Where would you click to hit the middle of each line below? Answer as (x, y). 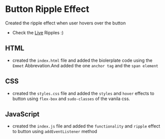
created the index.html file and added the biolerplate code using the (82, 60)
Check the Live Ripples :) (38, 32)
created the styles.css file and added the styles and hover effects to (83, 93)
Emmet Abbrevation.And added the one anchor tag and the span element (85, 65)
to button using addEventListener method (55, 132)
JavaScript (22, 114)
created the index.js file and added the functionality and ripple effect (86, 126)
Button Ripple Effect (47, 9)
